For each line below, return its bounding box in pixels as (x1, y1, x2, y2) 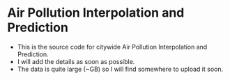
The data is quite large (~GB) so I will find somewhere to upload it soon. (17, 65, 224, 73)
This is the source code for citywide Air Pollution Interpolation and (17, 42, 208, 51)
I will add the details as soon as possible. (17, 57, 135, 65)
